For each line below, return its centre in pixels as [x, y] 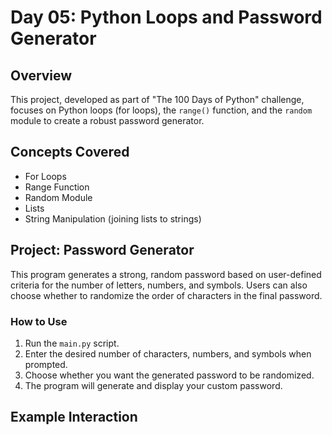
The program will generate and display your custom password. [153, 385]
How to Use [39, 321]
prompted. [46, 364]
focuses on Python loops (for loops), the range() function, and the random [161, 110]
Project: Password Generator [102, 250]
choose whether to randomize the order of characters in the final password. [166, 295]
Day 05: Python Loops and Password [166, 17]
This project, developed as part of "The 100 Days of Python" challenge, [157, 99]
